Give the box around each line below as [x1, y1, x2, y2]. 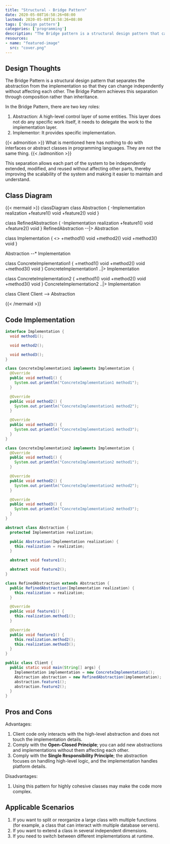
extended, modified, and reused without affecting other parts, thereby [5, 166, 151, 172]
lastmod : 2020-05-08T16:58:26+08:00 [5, 17, 82, 22]
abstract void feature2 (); [10, 567, 67, 572]
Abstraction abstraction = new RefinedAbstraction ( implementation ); [14, 675, 162, 680]
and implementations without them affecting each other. [12, 747, 130, 753]
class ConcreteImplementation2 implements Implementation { [5, 446, 135, 451]
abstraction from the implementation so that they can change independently [5, 83, 164, 89]
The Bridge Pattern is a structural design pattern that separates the [5, 77, 145, 84]
